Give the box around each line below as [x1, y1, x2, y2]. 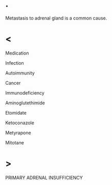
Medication [5, 50, 29, 56]
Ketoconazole [5, 119, 34, 126]
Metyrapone [5, 129, 32, 136]
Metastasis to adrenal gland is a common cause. [5, 15, 107, 21]
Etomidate [5, 109, 27, 116]
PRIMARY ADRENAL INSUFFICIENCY [5, 174, 83, 180]
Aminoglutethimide [5, 100, 45, 106]
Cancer [5, 80, 21, 86]
